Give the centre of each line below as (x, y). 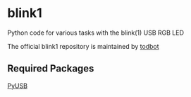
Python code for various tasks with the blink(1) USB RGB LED (96, 33)
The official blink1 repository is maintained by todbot (84, 46)
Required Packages (51, 69)
